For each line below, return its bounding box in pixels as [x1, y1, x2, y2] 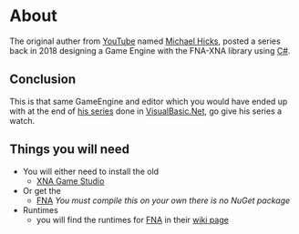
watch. [9, 115, 36, 126]
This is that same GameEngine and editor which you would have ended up [9, 96, 288, 107]
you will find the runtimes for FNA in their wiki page [36, 214, 230, 225]
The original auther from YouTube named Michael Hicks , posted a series [9, 36, 281, 46]
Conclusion [9, 72, 77, 87]
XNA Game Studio [36, 175, 105, 187]
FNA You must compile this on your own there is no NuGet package [36, 195, 291, 206]
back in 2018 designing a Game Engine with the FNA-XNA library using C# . [9, 45, 291, 56]
